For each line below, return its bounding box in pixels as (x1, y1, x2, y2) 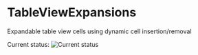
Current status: (7, 40, 50, 48)
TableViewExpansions (7, 5, 137, 20)
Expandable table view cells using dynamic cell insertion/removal (7, 27, 192, 35)
